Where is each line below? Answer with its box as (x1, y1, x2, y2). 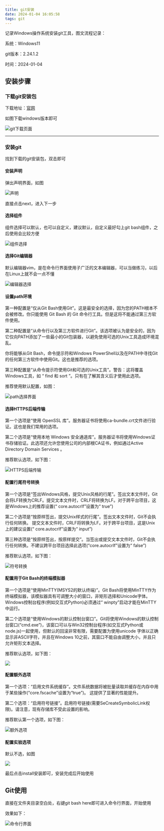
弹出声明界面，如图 (5, 179, 44, 186)
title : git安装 (5, 7, 35, 12)
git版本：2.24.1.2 (5, 51, 39, 57)
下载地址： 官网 (5, 105, 35, 111)
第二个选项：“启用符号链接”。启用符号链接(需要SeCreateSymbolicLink (5, 700, 146, 706)
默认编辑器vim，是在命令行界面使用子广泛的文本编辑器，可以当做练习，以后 (5, 264, 158, 270)
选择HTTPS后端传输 (5, 406, 45, 412)
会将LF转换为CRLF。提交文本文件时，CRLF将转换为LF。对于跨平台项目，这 (5, 497, 157, 503)
